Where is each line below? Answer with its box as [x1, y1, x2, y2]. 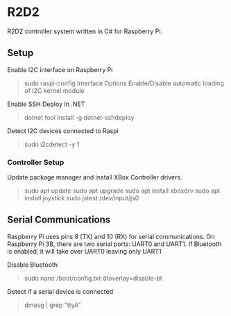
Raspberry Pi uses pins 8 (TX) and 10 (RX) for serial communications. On [7, 232, 215, 240]
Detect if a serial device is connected [7, 287, 114, 295]
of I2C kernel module [24, 86, 85, 94]
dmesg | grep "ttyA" [24, 301, 81, 309]
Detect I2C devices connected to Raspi [7, 126, 119, 135]
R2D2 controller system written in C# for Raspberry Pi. [7, 27, 163, 35]
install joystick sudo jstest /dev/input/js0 [24, 194, 139, 202]
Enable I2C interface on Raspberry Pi [7, 65, 113, 73]
